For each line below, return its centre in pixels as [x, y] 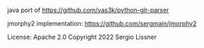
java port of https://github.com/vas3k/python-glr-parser [88, 10]
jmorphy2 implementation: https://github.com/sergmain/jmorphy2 [102, 23]
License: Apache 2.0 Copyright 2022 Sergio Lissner [82, 37]
